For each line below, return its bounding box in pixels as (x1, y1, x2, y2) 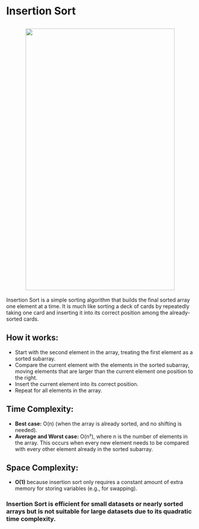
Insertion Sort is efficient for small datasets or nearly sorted (6, 500, 184, 508)
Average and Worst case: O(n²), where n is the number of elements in (14, 433, 188, 440)
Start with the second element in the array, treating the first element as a (14, 348, 193, 355)
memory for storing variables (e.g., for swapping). (14, 485, 138, 492)
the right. (14, 374, 38, 381)
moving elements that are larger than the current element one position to (14, 367, 194, 375)
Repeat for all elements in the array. (14, 387, 102, 394)
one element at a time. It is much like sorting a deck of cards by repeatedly (6, 303, 189, 309)
